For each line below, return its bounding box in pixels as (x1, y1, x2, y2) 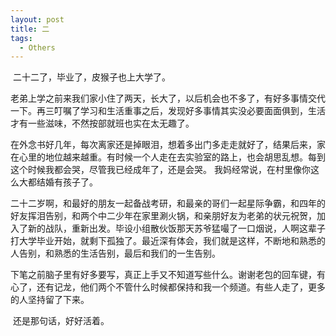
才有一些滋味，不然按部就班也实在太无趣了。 (10, 117, 195, 130)
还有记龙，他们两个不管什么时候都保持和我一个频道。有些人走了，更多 (36, 281, 326, 293)
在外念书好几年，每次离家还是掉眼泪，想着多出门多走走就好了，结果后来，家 (10, 139, 326, 151)
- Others (19, 42, 56, 53)
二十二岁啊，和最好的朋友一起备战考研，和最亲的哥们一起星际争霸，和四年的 (10, 197, 326, 210)
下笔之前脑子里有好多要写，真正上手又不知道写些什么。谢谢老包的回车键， (10, 269, 317, 281)
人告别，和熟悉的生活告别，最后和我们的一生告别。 (10, 247, 221, 260)
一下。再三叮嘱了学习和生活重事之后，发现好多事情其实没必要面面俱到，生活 (10, 105, 326, 117)
